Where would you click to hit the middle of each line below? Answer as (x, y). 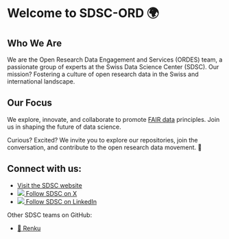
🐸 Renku (29, 228)
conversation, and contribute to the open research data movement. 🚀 (105, 147)
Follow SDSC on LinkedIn (61, 201)
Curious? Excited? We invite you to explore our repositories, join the (103, 140)
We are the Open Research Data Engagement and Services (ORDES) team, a (115, 60)
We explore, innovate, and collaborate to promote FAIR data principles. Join (113, 119)
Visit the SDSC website (49, 185)
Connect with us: (45, 169)
